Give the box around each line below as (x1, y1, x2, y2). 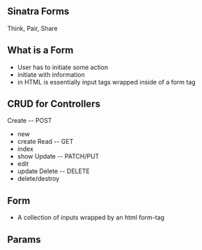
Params (7, 233, 41, 245)
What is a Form (7, 45, 74, 57)
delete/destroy (17, 175, 60, 183)
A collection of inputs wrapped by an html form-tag (17, 213, 165, 222)
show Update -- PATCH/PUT (17, 152, 100, 161)
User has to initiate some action (17, 63, 109, 71)
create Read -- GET (17, 138, 74, 146)
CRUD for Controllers (7, 98, 101, 110)
